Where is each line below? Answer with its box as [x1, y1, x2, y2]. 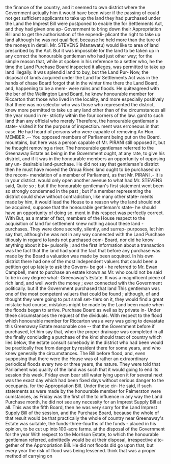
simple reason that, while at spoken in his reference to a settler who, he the [5, 59, 163, 64]
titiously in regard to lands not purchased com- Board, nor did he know [5, 237, 154, 243]
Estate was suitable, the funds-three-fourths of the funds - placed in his [5, 421, 156, 426]
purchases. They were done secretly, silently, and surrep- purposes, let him [5, 226, 164, 232]
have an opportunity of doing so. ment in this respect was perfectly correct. [5, 210, 164, 216]
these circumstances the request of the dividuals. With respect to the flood [5, 312, 162, 318]
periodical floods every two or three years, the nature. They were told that [5, 361, 160, 367]
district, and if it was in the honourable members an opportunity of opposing [5, 156, 165, 162]
